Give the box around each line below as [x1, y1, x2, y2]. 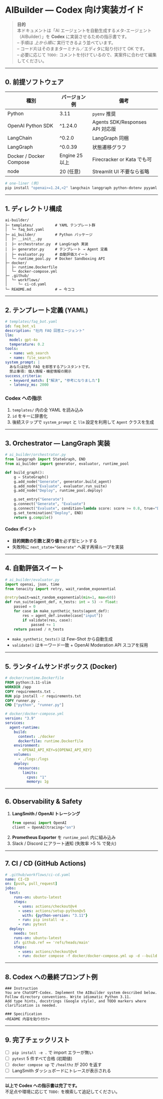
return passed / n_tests [14, 627, 64, 632]
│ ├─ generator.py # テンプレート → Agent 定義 [5, 247, 108, 252]
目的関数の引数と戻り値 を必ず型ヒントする [12, 538, 98, 543]
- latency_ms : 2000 [9, 383, 49, 387]
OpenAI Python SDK [7, 122, 53, 129]
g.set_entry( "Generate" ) [14, 497, 64, 502]
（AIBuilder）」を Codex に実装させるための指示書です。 [16, 34, 130, 39]
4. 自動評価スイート [5, 564, 64, 573]
